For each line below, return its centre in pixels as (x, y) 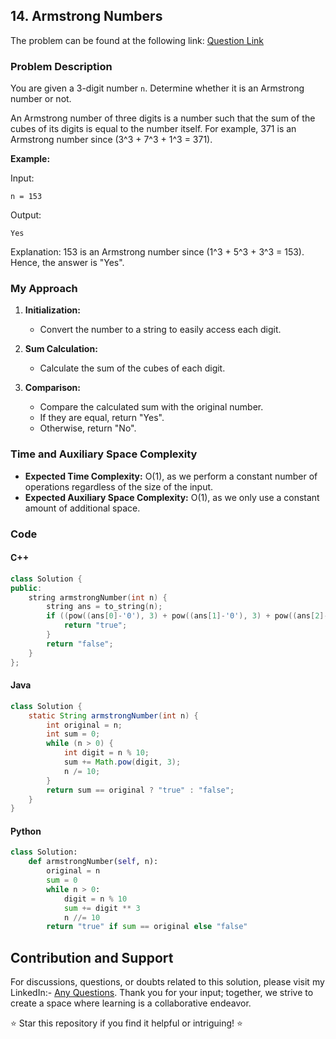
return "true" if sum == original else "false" (147, 927)
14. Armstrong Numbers (86, 16)
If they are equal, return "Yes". (102, 418)
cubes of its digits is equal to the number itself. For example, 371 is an (153, 129)
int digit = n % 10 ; (106, 753)
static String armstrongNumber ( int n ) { (113, 715)
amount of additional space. (82, 508)
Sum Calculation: (61, 349)
